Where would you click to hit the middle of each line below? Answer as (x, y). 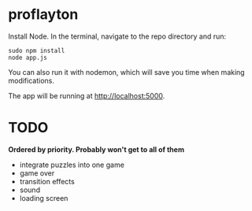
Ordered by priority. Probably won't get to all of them (96, 149)
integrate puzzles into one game (72, 165)
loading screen (44, 198)
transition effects (47, 181)
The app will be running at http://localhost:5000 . (87, 95)
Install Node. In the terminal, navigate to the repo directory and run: (117, 36)
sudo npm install (37, 50)
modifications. (31, 80)
